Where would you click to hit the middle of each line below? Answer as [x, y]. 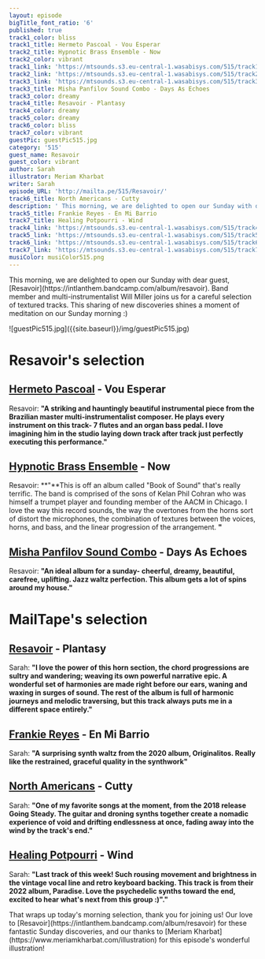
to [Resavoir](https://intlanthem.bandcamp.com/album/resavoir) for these [128, 923]
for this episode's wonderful [204, 939]
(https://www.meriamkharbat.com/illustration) [83, 939]
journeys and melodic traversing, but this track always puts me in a [121, 701]
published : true [35, 30]
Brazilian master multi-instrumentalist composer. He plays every [117, 416]
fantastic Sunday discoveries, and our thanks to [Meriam [101, 931]
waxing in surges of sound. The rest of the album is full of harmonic [121, 693]
